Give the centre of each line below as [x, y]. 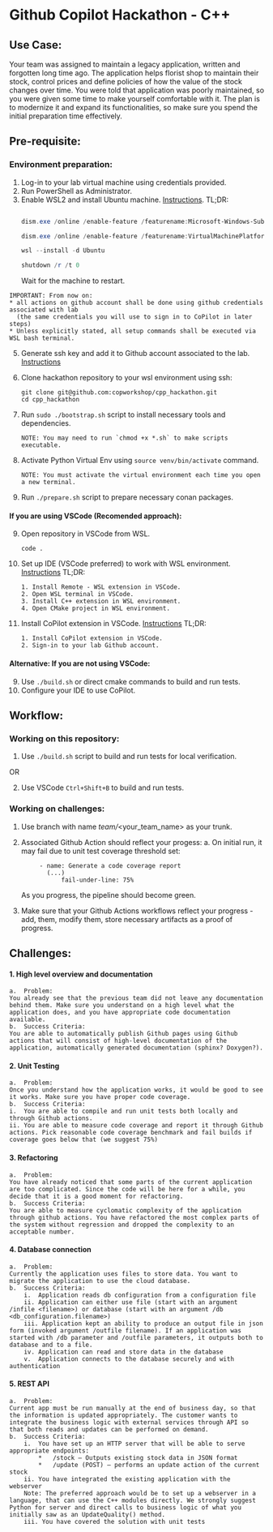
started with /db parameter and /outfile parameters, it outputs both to [136, 1337]
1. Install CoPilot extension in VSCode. [92, 638]
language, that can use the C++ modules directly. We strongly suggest [132, 1500]
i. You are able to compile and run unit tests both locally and [124, 1111]
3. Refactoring [34, 1157]
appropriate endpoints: [49, 1450]
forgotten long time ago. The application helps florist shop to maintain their [134, 73]
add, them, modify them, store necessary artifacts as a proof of [127, 919]
